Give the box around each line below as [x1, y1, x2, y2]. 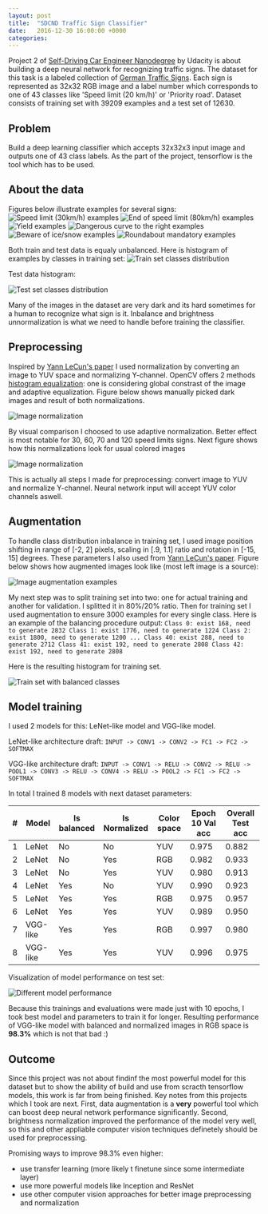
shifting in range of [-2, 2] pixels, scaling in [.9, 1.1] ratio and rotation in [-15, [8, 545, 256, 554]
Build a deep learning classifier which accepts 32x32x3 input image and [8, 143, 246, 153]
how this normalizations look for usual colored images [8, 443, 186, 453]
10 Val [191, 817, 217, 829]
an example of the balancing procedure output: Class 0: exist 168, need [8, 617, 251, 628]
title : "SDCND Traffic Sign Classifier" [8, 19, 148, 27]
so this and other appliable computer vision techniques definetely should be [8, 1124, 258, 1134]
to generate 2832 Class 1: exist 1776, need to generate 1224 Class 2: [8, 626, 251, 634]
